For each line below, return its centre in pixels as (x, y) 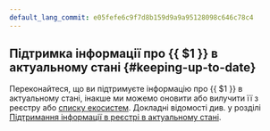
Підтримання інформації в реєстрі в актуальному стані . (115, 118)
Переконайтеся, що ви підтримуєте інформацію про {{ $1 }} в (126, 89)
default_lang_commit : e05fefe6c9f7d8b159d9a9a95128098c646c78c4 (131, 17)
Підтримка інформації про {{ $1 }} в (114, 54)
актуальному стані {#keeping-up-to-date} (133, 68)
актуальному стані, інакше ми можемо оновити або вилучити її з (134, 98)
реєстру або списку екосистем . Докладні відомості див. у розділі (135, 108)
